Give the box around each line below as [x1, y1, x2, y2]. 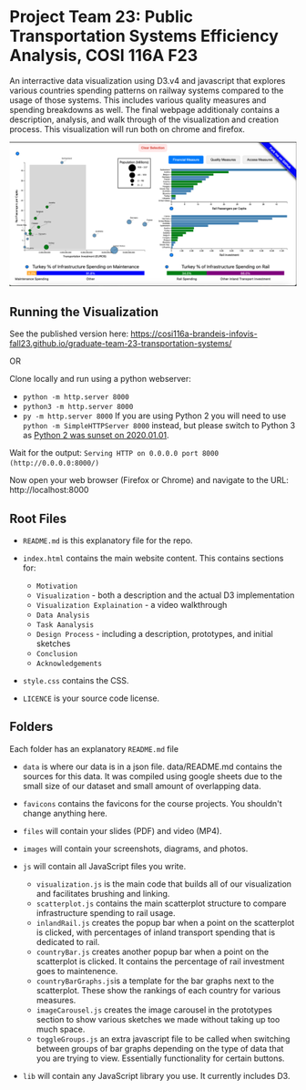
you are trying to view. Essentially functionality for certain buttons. [36, 1053, 285, 1064]
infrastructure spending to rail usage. [36, 907, 176, 918]
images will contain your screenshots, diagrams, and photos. [22, 843, 249, 854]
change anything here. [22, 807, 107, 818]
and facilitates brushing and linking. [36, 888, 170, 899]
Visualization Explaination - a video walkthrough [36, 600, 228, 611]
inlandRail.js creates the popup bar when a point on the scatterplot [36, 917, 295, 928]
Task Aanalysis [36, 621, 94, 630]
